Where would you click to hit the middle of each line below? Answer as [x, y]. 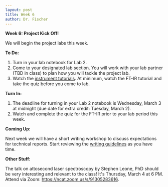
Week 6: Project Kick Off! [32, 34]
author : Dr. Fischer [27, 19]
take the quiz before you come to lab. [51, 84]
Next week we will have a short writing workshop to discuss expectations [81, 139]
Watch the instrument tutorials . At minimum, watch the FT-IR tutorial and [87, 79]
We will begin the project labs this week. [47, 43]
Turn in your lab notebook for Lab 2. [50, 63]
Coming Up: [18, 129]
